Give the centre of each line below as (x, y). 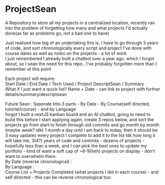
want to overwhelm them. (31, 156)
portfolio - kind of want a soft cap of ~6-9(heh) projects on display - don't (80, 151)
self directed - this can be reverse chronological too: (58, 177)
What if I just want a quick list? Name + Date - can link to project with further (83, 89)
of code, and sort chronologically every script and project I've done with (78, 48)
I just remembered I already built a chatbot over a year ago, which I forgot (80, 58)
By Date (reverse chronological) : (39, 161)
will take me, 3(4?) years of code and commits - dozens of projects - (75, 140)
